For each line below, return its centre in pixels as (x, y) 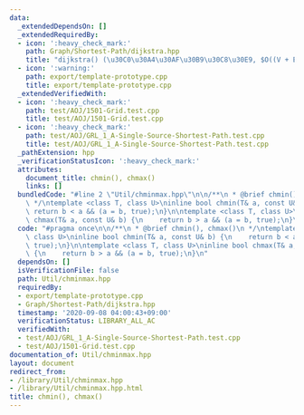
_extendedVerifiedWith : (62, 93)
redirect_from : (38, 372)
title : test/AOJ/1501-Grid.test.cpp (95, 119)
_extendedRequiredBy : (58, 34)
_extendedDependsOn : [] (62, 26)
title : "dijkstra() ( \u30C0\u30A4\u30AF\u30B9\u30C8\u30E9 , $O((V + (157, 60)
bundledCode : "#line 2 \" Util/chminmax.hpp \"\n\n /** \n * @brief (141, 195)
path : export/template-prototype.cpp (97, 77)
